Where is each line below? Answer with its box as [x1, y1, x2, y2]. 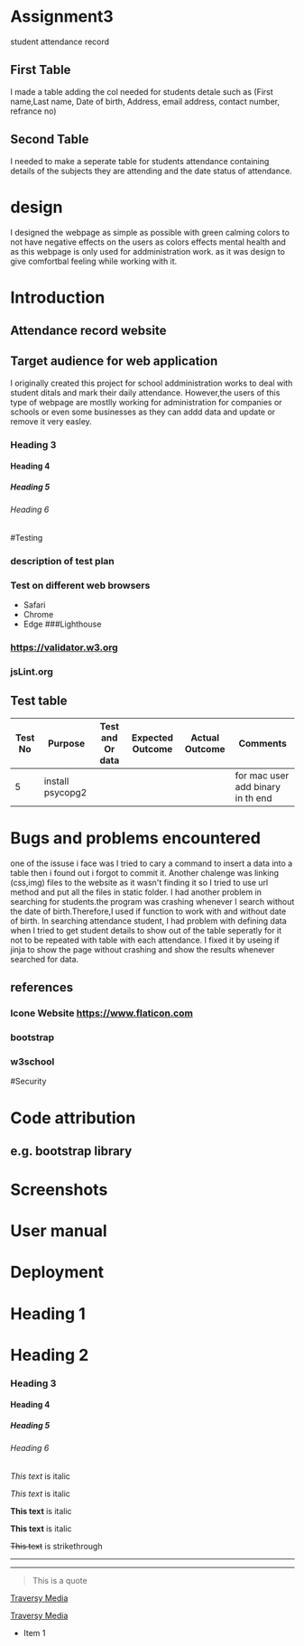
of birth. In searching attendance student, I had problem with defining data [10, 915, 287, 926]
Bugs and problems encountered [10, 828, 261, 849]
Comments [238, 737, 287, 749]
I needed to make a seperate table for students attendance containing [10, 155, 270, 166]
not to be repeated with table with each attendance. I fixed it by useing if [10, 935, 280, 945]
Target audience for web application [10, 354, 218, 369]
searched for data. [10, 953, 79, 964]
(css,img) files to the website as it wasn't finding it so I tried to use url [10, 877, 269, 888]
